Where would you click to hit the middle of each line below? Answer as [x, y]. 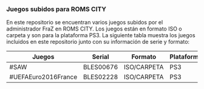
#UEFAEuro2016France [43, 77]
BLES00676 [100, 67]
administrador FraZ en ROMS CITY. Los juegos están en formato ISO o [94, 29]
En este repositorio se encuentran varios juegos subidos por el [85, 23]
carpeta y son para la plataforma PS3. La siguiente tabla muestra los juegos [101, 35]
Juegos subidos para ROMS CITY [56, 9]
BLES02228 [100, 77]
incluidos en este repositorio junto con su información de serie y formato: [98, 42]
